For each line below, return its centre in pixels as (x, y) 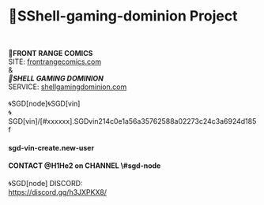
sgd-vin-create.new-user (51, 147)
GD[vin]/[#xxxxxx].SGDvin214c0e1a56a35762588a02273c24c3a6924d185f (132, 121)
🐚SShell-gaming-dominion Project (123, 16)
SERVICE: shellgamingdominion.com (68, 87)
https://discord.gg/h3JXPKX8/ (57, 192)
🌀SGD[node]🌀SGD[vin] (44, 103)
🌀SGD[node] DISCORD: (45, 183)
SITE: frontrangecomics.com (55, 61)
